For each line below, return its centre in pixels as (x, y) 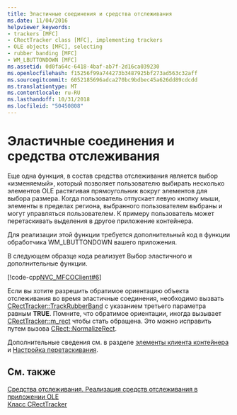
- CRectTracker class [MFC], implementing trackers (85, 40)
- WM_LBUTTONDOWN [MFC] (42, 60)
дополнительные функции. (47, 263)
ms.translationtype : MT (42, 86)
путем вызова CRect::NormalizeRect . (62, 328)
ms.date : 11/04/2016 (38, 21)
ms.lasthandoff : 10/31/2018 (49, 100)
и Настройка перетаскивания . (53, 349)
